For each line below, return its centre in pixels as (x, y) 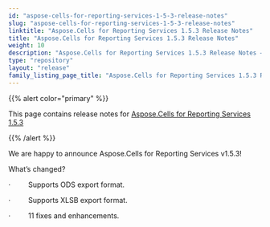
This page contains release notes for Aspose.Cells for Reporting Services (130, 114)
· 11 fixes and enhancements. (64, 215)
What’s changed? (37, 168)
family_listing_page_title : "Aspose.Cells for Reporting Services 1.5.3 (133, 75)
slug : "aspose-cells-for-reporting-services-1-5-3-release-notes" (122, 23)
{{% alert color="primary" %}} (59, 98)
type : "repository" (41, 61)
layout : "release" (39, 68)
